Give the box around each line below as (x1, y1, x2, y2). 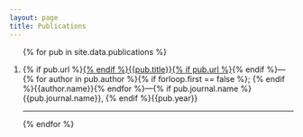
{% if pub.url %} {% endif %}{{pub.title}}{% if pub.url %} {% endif (22, 64, 265, 75)
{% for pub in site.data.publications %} (22, 46, 168, 57)
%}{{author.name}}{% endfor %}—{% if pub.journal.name (22, 83, 239, 94)
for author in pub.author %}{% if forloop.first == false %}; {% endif (35, 73, 286, 84)
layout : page (9, 13, 59, 23)
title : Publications (9, 22, 87, 31)
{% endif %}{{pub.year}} (105, 92, 198, 104)
